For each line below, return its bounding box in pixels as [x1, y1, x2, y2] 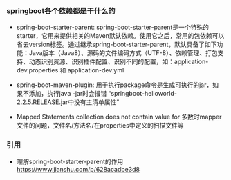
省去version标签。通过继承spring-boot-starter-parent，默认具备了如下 [16, 40, 217, 49]
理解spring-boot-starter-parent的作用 [16, 157, 124, 166]
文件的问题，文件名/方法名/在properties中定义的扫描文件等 [16, 121, 184, 130]
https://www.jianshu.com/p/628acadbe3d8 [16, 165, 140, 173]
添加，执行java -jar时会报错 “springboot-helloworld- [28, 90, 178, 98]
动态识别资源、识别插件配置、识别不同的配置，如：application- [28, 57, 209, 66]
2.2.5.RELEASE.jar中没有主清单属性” [16, 98, 120, 106]
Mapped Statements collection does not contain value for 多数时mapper [16, 112, 222, 121]
